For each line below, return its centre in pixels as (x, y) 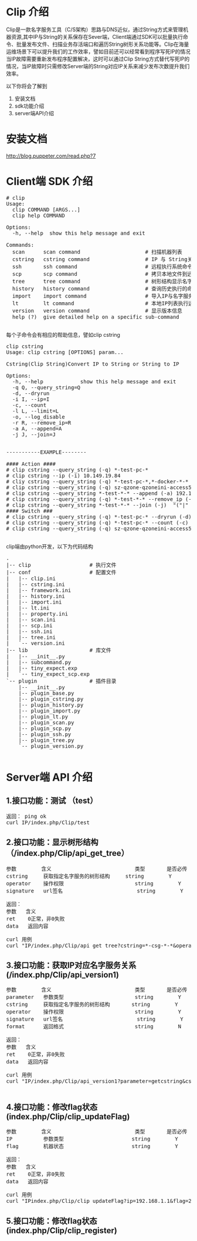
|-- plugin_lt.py (43, 717)
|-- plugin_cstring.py (51, 699)
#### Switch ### (29, 511)
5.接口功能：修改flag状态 (52, 1221)
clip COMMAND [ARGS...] (46, 210)
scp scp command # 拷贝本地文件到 (100, 274)
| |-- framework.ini (39, 590)
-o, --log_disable (39, 417)
